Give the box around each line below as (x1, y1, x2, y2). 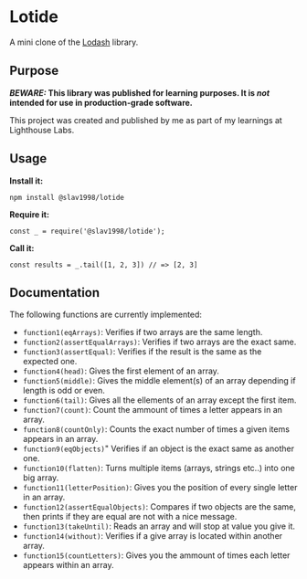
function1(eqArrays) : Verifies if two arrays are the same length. (22, 327, 263, 338)
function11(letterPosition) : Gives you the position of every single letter (22, 482, 298, 493)
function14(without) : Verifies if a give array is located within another (22, 531, 283, 542)
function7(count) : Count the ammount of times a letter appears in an (22, 405, 283, 416)
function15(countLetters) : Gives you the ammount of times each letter (22, 550, 291, 561)
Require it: (9, 208, 50, 220)
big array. (22, 472, 59, 483)
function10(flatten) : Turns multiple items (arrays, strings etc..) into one (22, 463, 295, 474)
